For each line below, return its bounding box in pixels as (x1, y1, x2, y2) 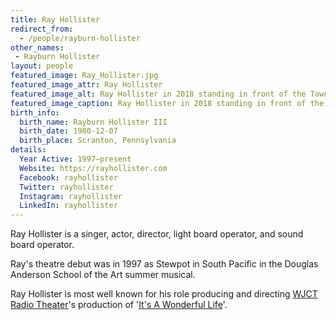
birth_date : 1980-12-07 (19, 126, 118, 136)
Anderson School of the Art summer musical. (10, 269, 196, 281)
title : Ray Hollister (10, 14, 101, 25)
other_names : (10, 42, 65, 53)
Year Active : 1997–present (19, 154, 132, 164)
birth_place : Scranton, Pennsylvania (19, 136, 177, 146)
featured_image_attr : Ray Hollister (10, 80, 163, 90)
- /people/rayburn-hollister (19, 33, 141, 43)
